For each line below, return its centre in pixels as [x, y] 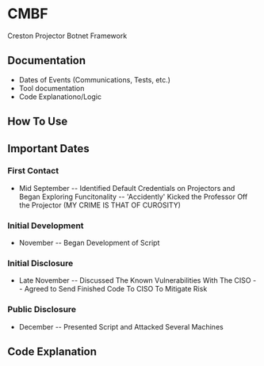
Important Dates [48, 149]
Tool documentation [52, 88]
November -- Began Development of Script [89, 243]
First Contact [33, 171]
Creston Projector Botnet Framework [67, 36]
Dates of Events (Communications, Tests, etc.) [95, 79]
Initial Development [46, 225]
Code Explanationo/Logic [60, 97]
